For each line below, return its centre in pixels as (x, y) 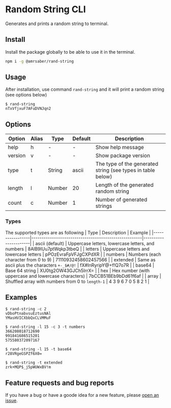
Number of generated (121, 200)
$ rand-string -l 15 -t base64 (38, 349)
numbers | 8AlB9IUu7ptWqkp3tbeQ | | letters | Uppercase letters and (77, 249)
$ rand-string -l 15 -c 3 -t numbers (45, 327)
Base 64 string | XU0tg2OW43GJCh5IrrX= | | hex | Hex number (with (78, 270)
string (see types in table (125, 171)
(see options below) (26, 95)
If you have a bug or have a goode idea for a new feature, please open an (82, 395)
